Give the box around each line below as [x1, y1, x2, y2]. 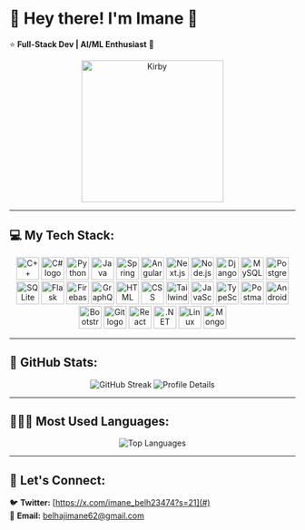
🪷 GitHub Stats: [9, 355, 98, 370]
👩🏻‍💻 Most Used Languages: [9, 413, 170, 429]
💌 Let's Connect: [9, 472, 106, 488]
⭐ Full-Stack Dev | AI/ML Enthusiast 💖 [9, 38, 154, 49]
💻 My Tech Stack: [9, 228, 115, 243]
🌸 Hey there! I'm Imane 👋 [9, 8, 198, 29]
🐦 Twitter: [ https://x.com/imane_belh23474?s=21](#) [9, 497, 211, 508]
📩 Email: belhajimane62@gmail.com [9, 510, 145, 521]
